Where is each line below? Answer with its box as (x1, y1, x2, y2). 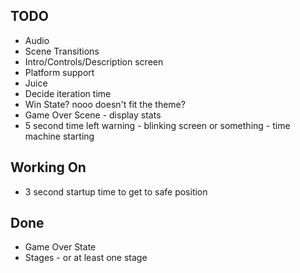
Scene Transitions (24, 45, 100, 57)
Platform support (24, 66, 95, 78)
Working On (10, 159, 87, 176)
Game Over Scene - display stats (24, 109, 162, 121)
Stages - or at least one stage (24, 252, 148, 264)
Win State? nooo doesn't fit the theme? (24, 98, 186, 110)
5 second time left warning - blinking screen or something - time (24, 119, 291, 131)
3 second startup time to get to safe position (24, 185, 208, 198)
